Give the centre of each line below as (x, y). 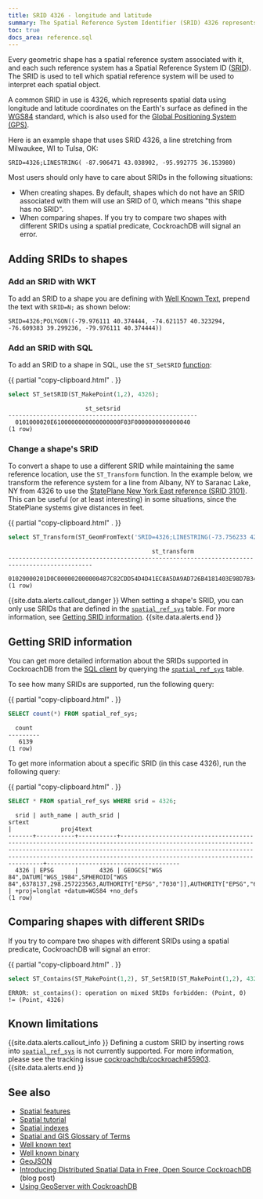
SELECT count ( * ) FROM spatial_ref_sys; (73, 714)
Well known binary (49, 1153)
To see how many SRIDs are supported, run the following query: (111, 685)
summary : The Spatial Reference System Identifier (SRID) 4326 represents (133, 23)
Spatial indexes (44, 1128)
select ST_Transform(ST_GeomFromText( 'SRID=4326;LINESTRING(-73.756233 (127, 537)
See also (29, 1092)
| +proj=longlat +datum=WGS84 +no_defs (73, 891)
